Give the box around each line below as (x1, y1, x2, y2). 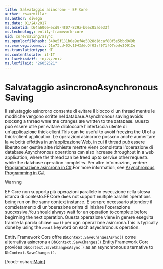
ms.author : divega (5, 16, 42, 21)
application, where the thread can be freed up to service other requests (5, 154, 148, 160)
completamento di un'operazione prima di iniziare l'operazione (5, 204, 130, 210)
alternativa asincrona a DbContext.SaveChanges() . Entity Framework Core (5, 239, 149, 245)
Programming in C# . (5, 170, 45, 176)
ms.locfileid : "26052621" (5, 61, 57, 66)
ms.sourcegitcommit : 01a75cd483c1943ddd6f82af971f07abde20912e (5, 43, 136, 48)
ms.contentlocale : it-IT (5, 52, 55, 57)
